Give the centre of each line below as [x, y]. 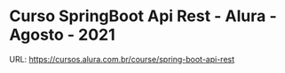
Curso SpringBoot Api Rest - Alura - [143, 16]
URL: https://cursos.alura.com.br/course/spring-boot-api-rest [122, 59]
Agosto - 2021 [62, 35]
